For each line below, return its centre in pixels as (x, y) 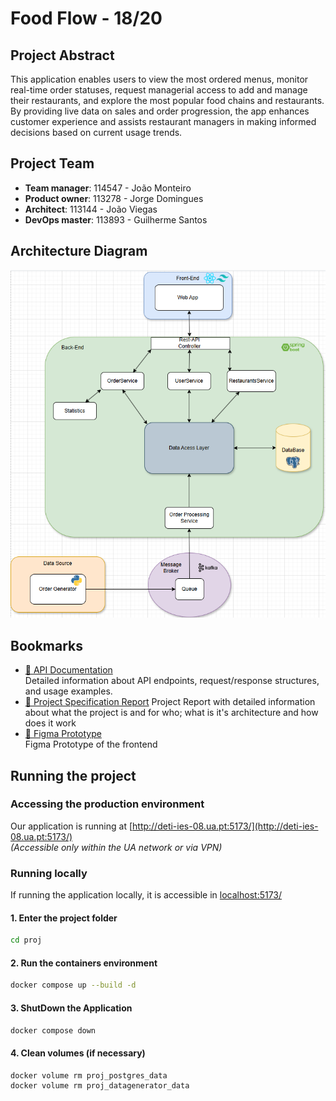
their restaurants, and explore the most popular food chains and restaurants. (167, 100)
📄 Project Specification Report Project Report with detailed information (170, 702)
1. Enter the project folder (64, 918)
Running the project (73, 775)
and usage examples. (68, 691)
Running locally (49, 873)
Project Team (52, 163)
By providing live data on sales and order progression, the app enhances (160, 111)
